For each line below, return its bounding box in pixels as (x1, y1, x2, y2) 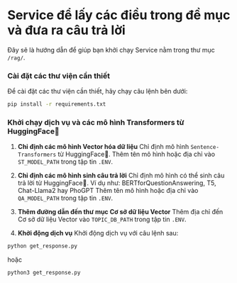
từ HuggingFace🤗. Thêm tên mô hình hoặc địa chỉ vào (57, 150, 215, 159)
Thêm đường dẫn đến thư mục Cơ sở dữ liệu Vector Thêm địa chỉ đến (17, 208, 224, 216)
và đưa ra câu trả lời (7, 22, 126, 38)
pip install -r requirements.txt (7, 101, 106, 108)
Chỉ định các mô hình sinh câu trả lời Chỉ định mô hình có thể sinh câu (17, 171, 225, 180)
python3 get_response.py (7, 270, 81, 277)
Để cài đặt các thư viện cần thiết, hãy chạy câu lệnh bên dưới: (7, 87, 188, 96)
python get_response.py (7, 243, 78, 250)
